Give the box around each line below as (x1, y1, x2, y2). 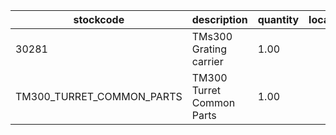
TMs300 (191, 30, 233, 43)
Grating (191, 42, 228, 56)
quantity (257, 13, 300, 26)
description (191, 13, 248, 26)
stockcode (73, 13, 125, 26)
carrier (191, 55, 224, 68)
